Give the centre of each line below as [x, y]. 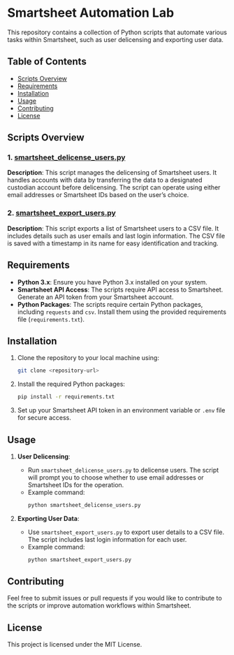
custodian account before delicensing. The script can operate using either [114, 187]
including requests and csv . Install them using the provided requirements [122, 312]
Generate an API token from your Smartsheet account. [95, 297]
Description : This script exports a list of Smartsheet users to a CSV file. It [113, 228]
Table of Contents [47, 62]
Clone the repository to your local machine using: [88, 358]
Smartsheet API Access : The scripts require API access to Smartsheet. [120, 289]
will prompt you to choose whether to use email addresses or [116, 477]
